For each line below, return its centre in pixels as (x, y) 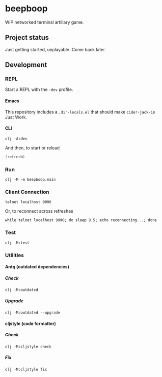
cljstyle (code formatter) (31, 323)
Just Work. (16, 117)
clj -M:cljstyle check (28, 347)
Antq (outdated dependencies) (37, 267)
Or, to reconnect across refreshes (39, 211)
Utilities (14, 255)
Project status (27, 38)
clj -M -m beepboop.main (30, 180)
